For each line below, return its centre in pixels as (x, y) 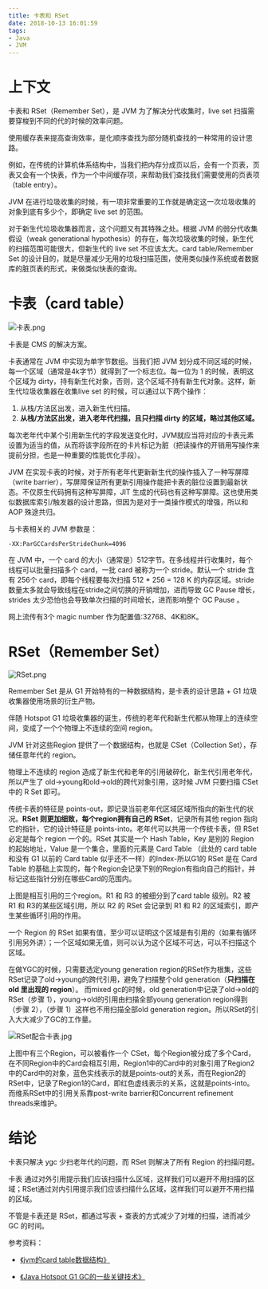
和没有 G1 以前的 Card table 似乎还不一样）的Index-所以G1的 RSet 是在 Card (133, 858)
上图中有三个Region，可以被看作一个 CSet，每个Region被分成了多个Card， (132, 1053)
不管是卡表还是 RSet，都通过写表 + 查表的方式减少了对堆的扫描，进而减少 (130, 1216)
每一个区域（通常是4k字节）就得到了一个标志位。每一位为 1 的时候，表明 (128, 371)
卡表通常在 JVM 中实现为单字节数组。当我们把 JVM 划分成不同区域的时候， (132, 361)
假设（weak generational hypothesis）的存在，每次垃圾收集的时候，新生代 (131, 239)
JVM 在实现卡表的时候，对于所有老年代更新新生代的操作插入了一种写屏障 (129, 472)
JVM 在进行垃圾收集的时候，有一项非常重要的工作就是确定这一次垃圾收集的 (132, 202)
